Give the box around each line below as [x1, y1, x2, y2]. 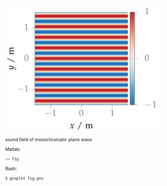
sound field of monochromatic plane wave [5, 136, 92, 142]
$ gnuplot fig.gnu [5, 176, 43, 181]
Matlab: [5, 146, 21, 152]
